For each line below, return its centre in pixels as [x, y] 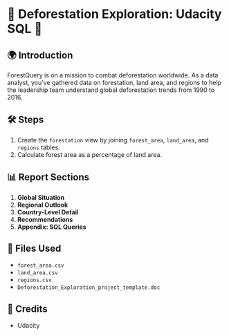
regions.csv [34, 280]
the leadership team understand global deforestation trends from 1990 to [111, 90]
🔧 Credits [28, 309]
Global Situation [41, 197]
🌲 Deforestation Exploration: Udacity [114, 14]
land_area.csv [37, 273]
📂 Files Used [34, 249]
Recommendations [45, 219]
